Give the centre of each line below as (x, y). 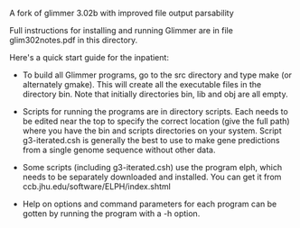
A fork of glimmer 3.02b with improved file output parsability (122, 13)
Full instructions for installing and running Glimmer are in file (121, 30)
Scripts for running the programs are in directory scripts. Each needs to (155, 111)
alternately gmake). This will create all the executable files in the (142, 84)
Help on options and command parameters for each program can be (150, 204)
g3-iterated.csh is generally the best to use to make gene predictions (151, 140)
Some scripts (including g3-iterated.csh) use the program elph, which (152, 167)
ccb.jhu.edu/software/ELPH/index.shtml (97, 187)
